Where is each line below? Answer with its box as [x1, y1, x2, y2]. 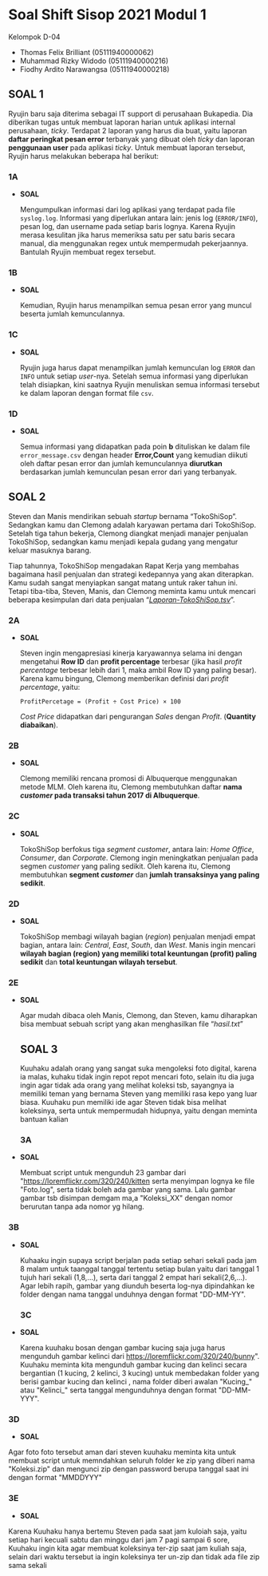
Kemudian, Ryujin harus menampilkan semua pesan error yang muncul [19, 301, 252, 311]
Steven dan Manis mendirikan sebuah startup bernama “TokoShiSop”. [8, 511, 238, 521]
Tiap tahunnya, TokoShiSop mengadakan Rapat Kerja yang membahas [8, 560, 239, 570]
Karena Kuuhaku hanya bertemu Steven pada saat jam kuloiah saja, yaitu [8, 1527, 247, 1536]
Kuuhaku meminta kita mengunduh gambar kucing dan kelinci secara [19, 1360, 247, 1369]
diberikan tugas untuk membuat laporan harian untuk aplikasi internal [8, 117, 236, 127]
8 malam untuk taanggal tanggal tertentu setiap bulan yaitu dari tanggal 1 [19, 1264, 259, 1273]
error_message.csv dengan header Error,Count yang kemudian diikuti [19, 449, 248, 460]
